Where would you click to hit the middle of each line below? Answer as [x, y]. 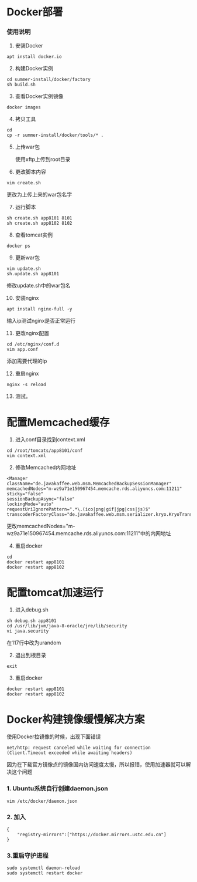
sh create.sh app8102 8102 [39, 224]
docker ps [19, 246]
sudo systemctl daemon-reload [44, 868]
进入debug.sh [32, 610]
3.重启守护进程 [27, 856]
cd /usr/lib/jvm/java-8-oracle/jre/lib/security [67, 626]
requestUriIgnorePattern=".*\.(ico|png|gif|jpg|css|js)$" [79, 509]
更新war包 [27, 258]
